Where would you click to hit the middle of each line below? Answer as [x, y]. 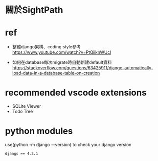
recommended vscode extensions [76, 93]
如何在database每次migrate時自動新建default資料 [62, 62]
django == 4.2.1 [22, 154]
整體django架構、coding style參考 [46, 47]
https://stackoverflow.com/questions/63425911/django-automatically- [82, 68]
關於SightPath [34, 10]
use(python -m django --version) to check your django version [68, 145]
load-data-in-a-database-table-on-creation [56, 73]
